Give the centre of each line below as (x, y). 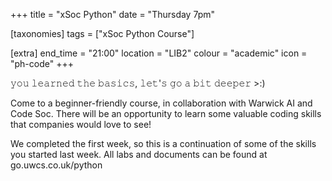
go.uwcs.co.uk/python (56, 165)
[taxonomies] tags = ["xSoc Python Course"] (102, 33)
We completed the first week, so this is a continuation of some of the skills (163, 143)
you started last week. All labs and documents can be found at (139, 154)
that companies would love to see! (81, 124)
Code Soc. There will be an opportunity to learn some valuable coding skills (166, 113)
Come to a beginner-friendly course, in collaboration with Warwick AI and (161, 103)
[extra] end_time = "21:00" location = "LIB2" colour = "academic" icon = (159, 53)
